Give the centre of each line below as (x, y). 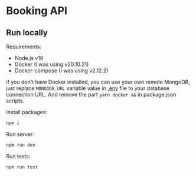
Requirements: (24, 47)
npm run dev (21, 145)
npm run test (22, 167)
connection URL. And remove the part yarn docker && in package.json (91, 94)
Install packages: (27, 112)
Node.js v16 (29, 58)
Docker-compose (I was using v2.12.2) (61, 71)
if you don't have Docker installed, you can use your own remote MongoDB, (98, 82)
